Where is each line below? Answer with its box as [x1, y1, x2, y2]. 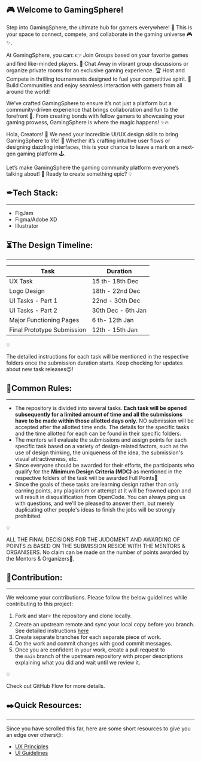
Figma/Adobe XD [14, 216, 57, 223]
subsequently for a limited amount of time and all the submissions [14, 411, 183, 418]
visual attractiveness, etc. [14, 455, 78, 463]
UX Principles [14, 743, 49, 750]
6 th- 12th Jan [92, 316, 134, 325]
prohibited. [14, 513, 42, 520]
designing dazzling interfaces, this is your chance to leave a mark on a [6, 143, 180, 151]
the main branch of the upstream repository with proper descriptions [14, 653, 184, 660]
